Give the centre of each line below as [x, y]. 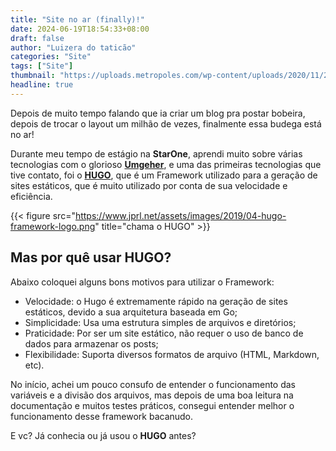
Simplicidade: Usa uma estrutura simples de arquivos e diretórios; [160, 322]
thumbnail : [33, 76]
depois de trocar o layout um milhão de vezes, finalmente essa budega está [166, 123]
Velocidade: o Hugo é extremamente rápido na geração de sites [156, 301]
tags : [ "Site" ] [42, 66]
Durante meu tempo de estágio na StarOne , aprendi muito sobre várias [156, 153]
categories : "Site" [51, 57]
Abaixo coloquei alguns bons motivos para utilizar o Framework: [142, 282]
